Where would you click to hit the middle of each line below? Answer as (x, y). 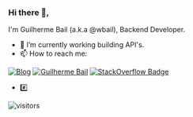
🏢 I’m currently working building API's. (82, 45)
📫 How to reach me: (53, 53)
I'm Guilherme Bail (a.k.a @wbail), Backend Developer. (97, 30)
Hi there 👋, (29, 13)
